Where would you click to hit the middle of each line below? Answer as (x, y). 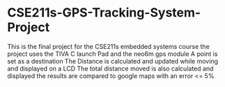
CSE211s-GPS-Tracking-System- (104, 13)
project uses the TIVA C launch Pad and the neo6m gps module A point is (113, 54)
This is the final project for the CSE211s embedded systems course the (109, 46)
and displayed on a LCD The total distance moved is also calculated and (110, 68)
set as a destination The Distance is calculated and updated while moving (113, 61)
